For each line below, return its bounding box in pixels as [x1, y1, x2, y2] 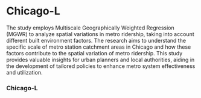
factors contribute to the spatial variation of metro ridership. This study [6, 49, 183, 57]
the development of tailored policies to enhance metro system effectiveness [6, 62, 196, 70]
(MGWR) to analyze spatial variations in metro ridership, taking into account [6, 30, 194, 37]
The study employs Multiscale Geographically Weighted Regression [6, 24, 174, 31]
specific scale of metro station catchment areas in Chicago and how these [6, 43, 191, 51]
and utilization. [6, 69, 43, 76]
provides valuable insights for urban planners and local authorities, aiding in [6, 56, 195, 63]
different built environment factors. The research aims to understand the [6, 37, 186, 44]
